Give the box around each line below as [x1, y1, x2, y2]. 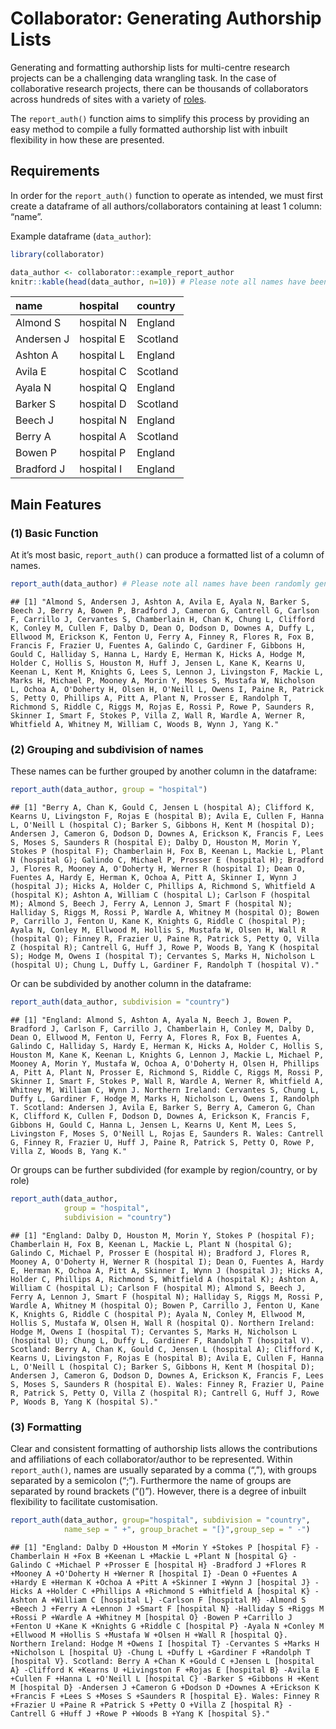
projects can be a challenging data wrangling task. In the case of [10, 72, 277, 84]
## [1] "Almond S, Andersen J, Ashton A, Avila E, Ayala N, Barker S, [10, 597, 311, 607]
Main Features [10, 496, 102, 513]
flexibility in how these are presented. [10, 133, 165, 146]
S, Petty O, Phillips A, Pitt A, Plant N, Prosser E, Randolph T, [10, 693, 293, 703]
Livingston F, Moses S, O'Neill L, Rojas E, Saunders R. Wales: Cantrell [10, 1128, 325, 1139]
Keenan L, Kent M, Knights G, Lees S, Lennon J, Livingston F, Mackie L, [10, 667, 325, 677]
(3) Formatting [10, 1420, 82, 1434]
